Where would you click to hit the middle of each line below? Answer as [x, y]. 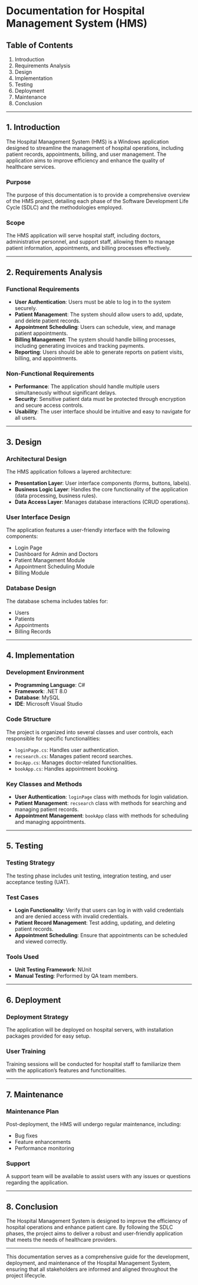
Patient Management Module [50, 560]
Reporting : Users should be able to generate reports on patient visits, [99, 352]
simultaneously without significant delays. [65, 393]
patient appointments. [41, 333]
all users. [26, 418]
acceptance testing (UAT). [38, 882]
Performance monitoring [44, 1148]
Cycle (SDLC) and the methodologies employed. [65, 207]
